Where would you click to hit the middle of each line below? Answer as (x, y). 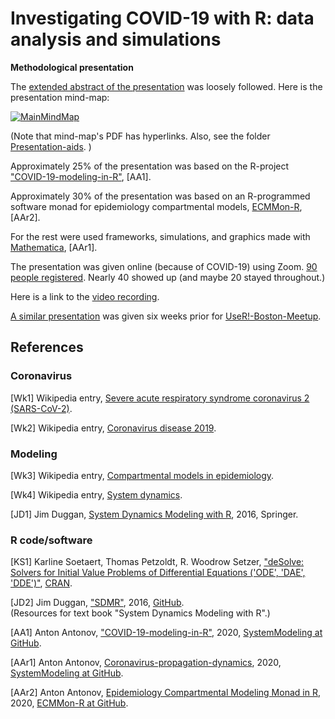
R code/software (51, 540)
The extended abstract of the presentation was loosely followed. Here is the (166, 86)
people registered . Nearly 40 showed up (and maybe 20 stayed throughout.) (168, 277)
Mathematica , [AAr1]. (54, 247)
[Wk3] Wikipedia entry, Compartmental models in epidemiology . (142, 475)
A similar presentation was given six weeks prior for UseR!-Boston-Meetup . (166, 316)
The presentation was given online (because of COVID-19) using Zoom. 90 (164, 266)
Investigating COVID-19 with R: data (162, 18)
